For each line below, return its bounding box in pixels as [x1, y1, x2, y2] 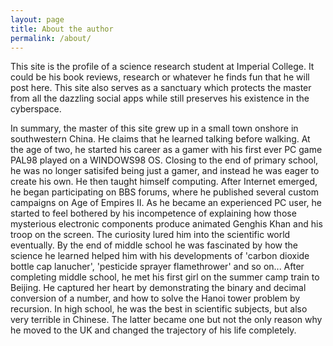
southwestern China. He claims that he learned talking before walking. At [10, 133, 311, 145]
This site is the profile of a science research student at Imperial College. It [10, 61, 315, 73]
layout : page [10, 14, 65, 25]
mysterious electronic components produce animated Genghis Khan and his [10, 218, 323, 230]
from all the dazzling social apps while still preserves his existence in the [10, 92, 310, 105]
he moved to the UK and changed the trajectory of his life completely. [10, 324, 297, 336]
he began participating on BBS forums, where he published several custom [10, 186, 319, 198]
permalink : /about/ [10, 33, 92, 43]
